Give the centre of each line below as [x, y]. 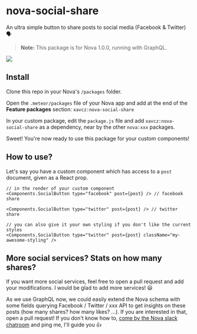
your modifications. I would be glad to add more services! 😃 [80, 288]
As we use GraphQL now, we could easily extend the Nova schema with [93, 299]
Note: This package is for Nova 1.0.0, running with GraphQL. [94, 47]
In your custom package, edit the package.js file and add [75, 121]
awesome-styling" [27, 240]
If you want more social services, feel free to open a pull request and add [95, 281]
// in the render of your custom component [60, 188]
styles [14, 230]
